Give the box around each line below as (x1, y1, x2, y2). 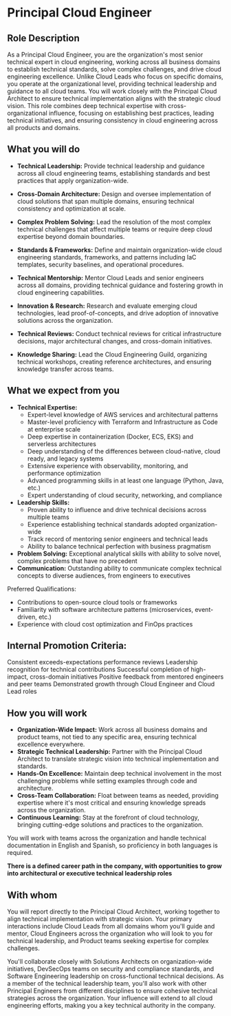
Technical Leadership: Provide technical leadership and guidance (16, 162, 205, 170)
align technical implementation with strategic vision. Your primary (7, 915, 192, 923)
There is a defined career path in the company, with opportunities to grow (7, 862, 222, 870)
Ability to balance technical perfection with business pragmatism (27, 542, 211, 550)
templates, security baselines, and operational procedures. (16, 260, 184, 268)
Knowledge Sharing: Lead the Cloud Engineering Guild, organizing (16, 350, 208, 359)
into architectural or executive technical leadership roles (7, 869, 173, 878)
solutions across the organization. (16, 316, 113, 324)
